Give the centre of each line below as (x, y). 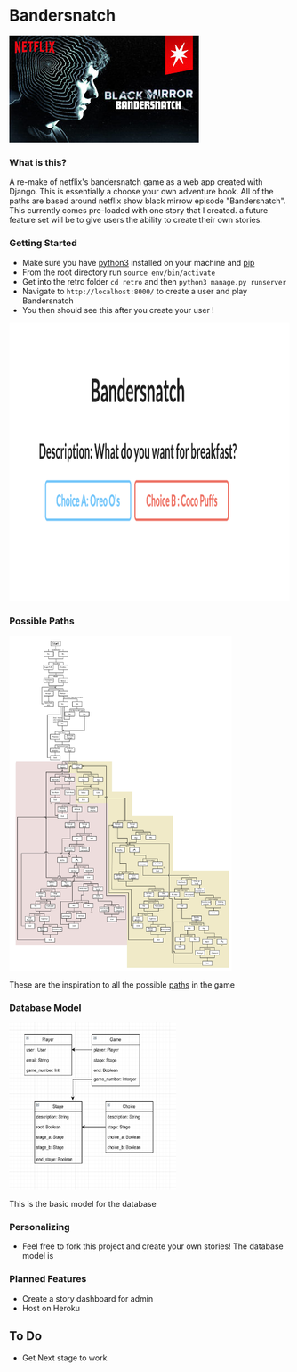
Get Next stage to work (64, 1358)
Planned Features (48, 1279)
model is (38, 1256)
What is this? (38, 162)
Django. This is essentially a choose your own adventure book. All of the (141, 192)
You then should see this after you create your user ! (118, 310)
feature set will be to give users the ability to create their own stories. (136, 220)
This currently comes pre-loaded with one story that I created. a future (139, 211)
